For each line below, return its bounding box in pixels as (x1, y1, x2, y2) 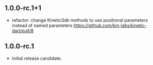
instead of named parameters (11, 22, 73, 28)
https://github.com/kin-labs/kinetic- (73, 22, 147, 28)
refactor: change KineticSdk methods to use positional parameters (11, 17, 148, 23)
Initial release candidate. (11, 55, 62, 61)
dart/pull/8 (11, 27, 34, 34)
